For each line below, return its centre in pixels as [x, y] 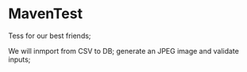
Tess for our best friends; [50, 36]
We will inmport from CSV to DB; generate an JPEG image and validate [124, 51]
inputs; [19, 59]
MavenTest [46, 14]
